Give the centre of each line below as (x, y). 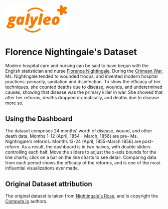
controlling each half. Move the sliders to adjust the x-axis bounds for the (81, 152)
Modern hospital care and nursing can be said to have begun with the (77, 66)
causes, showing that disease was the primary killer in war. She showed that (84, 92)
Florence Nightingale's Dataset (71, 52)
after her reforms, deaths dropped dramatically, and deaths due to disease (82, 98)
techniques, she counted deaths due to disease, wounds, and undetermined (84, 87)
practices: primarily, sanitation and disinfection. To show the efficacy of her (83, 82)
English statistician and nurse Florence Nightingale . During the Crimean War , (84, 71)
